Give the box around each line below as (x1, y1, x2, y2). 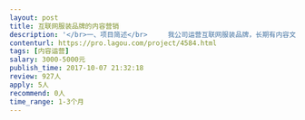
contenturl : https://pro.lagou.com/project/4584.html (9, 38, 218, 48)
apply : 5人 (9, 80, 50, 89)
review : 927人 (9, 72, 62, 81)
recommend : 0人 (9, 88, 65, 97)
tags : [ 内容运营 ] (9, 47, 70, 56)
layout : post (9, 13, 59, 23)
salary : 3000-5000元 (9, 55, 86, 64)
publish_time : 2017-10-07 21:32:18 (9, 64, 144, 73)
